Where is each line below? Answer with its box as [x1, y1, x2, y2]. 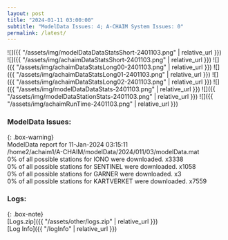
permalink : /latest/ [7, 29, 67, 37]
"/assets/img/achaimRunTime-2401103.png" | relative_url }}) [7, 100, 178, 108]
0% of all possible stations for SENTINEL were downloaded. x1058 [7, 162, 196, 170]
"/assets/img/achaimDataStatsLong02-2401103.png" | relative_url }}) [16, 77, 212, 86]
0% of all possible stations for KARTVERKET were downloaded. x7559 [7, 177, 207, 185]
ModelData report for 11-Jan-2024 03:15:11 [7, 140, 129, 149]
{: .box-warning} [7, 133, 54, 141]
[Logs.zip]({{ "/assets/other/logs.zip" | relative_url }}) [7, 217, 158, 225]
